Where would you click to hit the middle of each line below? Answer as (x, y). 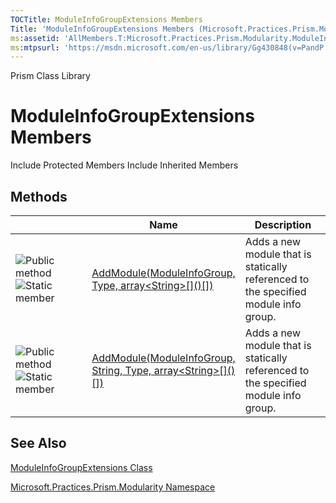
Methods (39, 196)
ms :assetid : (35, 38)
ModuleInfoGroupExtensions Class (81, 467)
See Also (38, 443)
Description (283, 224)
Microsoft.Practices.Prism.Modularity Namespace (113, 487)
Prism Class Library (50, 76)
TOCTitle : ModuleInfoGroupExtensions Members (106, 19)
